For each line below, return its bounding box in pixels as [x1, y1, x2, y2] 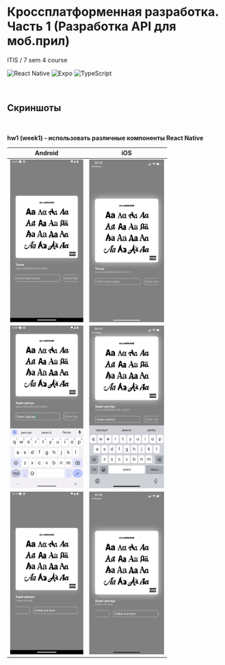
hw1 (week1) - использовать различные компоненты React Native [7, 134, 204, 142]
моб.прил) [7, 34, 70, 49]
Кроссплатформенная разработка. [7, 4, 219, 20]
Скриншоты [7, 102, 62, 114]
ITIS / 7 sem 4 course [7, 55, 68, 64]
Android [35, 149, 59, 158]
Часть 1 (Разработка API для [7, 18, 176, 34]
